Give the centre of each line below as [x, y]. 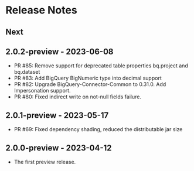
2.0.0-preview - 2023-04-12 [59, 148]
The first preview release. [45, 162]
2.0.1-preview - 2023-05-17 [57, 115]
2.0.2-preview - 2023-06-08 [59, 51]
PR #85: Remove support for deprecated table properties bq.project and [101, 66]
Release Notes [41, 10]
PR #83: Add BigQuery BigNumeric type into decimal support [88, 78]
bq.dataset [27, 72]
